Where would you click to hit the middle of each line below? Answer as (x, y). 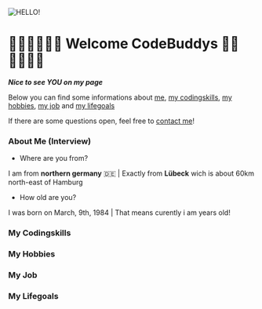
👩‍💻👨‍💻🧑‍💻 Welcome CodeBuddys (113, 44)
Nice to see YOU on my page (56, 82)
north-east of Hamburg (46, 182)
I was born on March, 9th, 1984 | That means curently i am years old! (120, 213)
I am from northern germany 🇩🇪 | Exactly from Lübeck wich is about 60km (131, 173)
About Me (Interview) (50, 141)
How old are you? (48, 198)
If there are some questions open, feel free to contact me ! (101, 121)
